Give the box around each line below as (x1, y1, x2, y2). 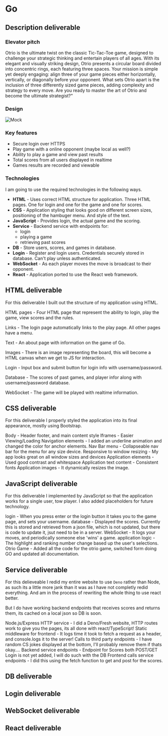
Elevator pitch (5, 38, 40, 45)
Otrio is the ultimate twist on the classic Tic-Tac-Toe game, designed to (5, 50, 154, 56)
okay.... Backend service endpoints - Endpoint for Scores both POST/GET (5, 647, 158, 653)
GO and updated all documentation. (5, 551, 79, 557)
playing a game (20, 233, 52, 240)
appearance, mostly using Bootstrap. (5, 423, 82, 429)
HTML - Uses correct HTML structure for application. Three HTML (12, 196, 151, 202)
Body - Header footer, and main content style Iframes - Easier (5, 432, 134, 438)
